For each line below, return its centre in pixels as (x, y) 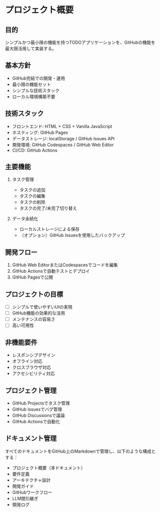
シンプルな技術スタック (36, 90)
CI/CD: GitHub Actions (35, 150)
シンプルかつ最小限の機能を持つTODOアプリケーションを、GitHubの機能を (80, 42)
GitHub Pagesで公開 (33, 277)
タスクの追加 (32, 190)
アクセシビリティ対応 (34, 374)
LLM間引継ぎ (25, 498)
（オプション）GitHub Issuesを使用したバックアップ (72, 235)
